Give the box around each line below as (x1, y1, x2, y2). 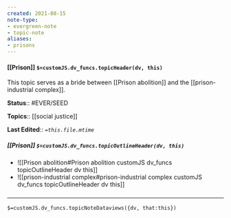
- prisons (7, 42, 36, 49)
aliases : (7, 36, 32, 43)
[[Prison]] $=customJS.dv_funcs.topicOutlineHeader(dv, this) (7, 141, 184, 149)
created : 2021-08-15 (7, 10, 67, 17)
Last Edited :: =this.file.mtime (7, 125, 95, 134)
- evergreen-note (7, 23, 57, 29)
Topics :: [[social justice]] (7, 112, 78, 121)
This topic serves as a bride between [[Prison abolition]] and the (7, 78, 190, 86)
